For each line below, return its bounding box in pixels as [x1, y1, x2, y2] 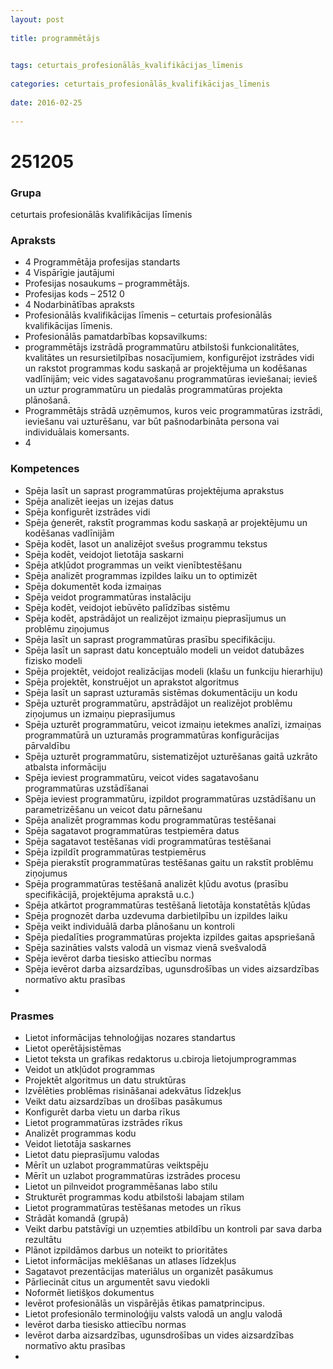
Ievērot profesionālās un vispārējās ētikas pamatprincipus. [24, 1297, 266, 1309]
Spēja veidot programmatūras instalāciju [24, 591, 192, 603]
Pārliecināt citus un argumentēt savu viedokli [24, 1276, 210, 1288]
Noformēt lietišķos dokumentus [24, 1286, 155, 1298]
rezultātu [24, 1233, 62, 1245]
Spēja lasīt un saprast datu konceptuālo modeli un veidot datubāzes [24, 644, 305, 656]
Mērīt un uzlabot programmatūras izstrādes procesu [24, 1169, 241, 1181]
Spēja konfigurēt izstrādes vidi [24, 506, 151, 518]
